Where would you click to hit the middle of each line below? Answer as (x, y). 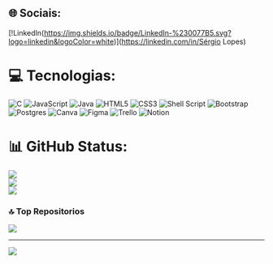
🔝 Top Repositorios (47, 211)
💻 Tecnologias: (62, 75)
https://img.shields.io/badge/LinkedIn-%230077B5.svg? (137, 32)
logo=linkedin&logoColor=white (61, 41)
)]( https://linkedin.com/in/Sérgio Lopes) (180, 41)
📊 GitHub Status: (68, 146)
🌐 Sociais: (35, 13)
